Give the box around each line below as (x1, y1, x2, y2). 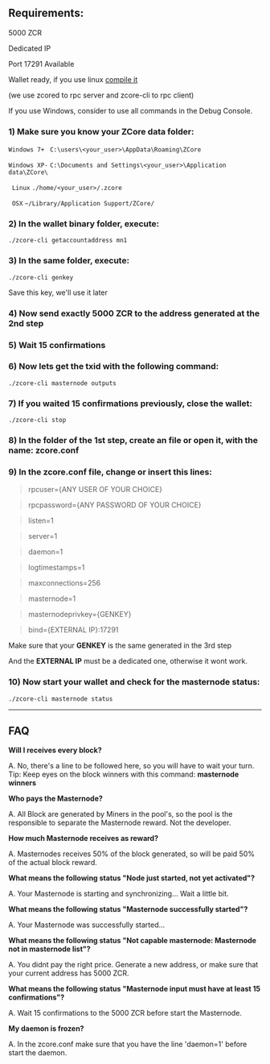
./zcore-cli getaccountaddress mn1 (8, 237, 128, 245)
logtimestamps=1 (27, 563, 85, 573)
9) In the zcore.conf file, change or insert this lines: (8, 466, 213, 478)
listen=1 (27, 515, 54, 526)
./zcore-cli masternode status (8, 694, 113, 703)
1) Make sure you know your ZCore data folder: (8, 126, 194, 137)
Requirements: (8, 6, 84, 20)
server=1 (27, 532, 58, 541)
